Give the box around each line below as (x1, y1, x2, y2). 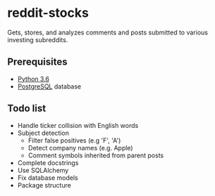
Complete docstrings (17, 158, 79, 166)
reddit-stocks (7, 5, 90, 21)
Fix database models (17, 174, 79, 182)
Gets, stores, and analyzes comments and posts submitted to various (7, 28, 208, 37)
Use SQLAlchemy (17, 166, 69, 174)
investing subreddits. (7, 35, 68, 44)
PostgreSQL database (17, 82, 82, 91)
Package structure (17, 181, 72, 189)
